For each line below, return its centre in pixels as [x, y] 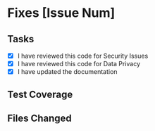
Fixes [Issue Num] [61, 13]
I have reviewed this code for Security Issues [83, 56]
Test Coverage [40, 94]
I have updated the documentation [67, 72]
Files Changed [39, 118]
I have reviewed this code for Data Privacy [79, 64]
